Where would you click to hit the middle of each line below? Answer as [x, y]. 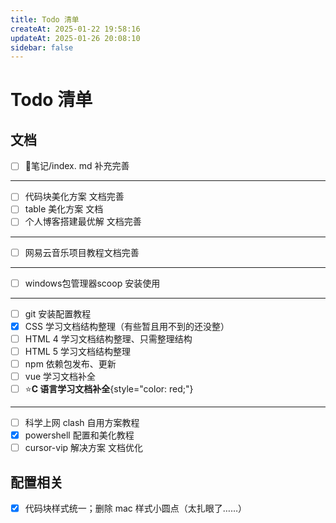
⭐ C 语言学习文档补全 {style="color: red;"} [109, 389]
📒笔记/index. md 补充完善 [77, 166]
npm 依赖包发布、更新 [70, 363]
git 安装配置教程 [58, 313]
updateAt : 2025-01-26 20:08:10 [75, 38]
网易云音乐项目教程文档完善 [82, 252]
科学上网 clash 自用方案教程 [82, 422]
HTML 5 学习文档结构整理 [77, 351]
